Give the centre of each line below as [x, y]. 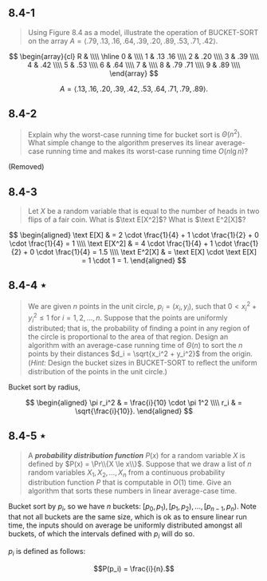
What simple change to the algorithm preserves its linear [120, 143]
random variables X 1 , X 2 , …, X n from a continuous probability [126, 473]
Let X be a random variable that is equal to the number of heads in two [143, 211]
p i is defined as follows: [47, 552]
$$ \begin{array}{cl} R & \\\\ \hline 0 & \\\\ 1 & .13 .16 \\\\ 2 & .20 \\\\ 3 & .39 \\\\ [134, 56]
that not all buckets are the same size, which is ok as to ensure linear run [128, 517]
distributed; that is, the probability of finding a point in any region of [139, 328]
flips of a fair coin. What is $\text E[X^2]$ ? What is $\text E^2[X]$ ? [137, 219]
